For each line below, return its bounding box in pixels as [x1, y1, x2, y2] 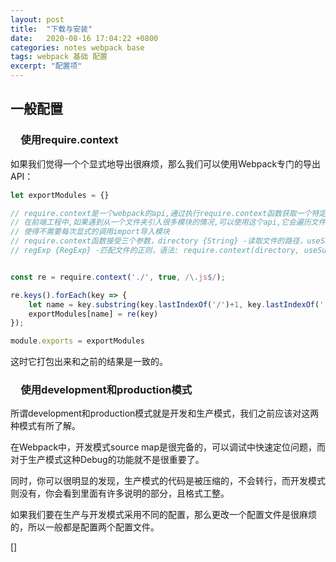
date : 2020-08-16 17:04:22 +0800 [10, 33, 159, 43]
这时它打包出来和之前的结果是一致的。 [10, 356, 168, 368]
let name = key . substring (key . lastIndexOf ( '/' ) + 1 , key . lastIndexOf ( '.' [28, 299, 333, 310]
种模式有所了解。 [10, 420, 81, 432]
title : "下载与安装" [10, 24, 93, 34]
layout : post [10, 14, 65, 25]
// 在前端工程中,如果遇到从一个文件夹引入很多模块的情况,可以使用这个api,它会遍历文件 [10, 217, 327, 228]
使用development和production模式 [20, 383, 193, 397]
